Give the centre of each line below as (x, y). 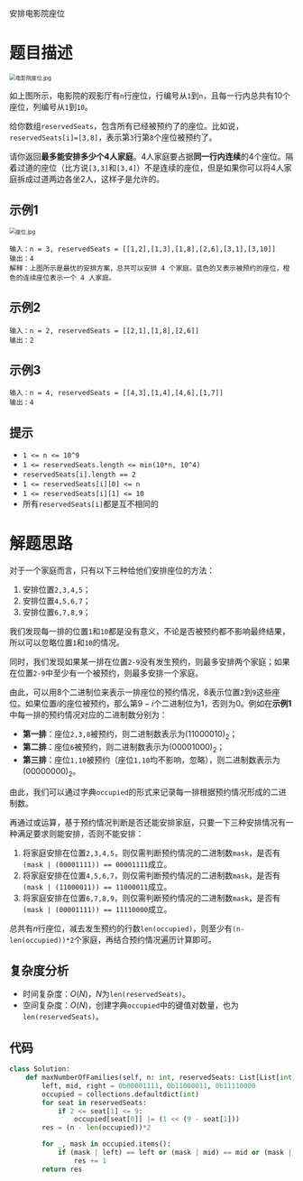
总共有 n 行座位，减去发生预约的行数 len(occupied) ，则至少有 (121, 928)
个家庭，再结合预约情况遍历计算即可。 (145, 939)
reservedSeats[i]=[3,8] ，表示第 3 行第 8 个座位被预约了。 (113, 137)
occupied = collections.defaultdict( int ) (121, 1094)
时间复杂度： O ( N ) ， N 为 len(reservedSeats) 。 (106, 994)
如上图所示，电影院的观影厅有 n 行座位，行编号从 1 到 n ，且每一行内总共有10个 (150, 95)
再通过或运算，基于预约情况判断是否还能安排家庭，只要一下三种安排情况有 (147, 822)
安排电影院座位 (37, 13)
